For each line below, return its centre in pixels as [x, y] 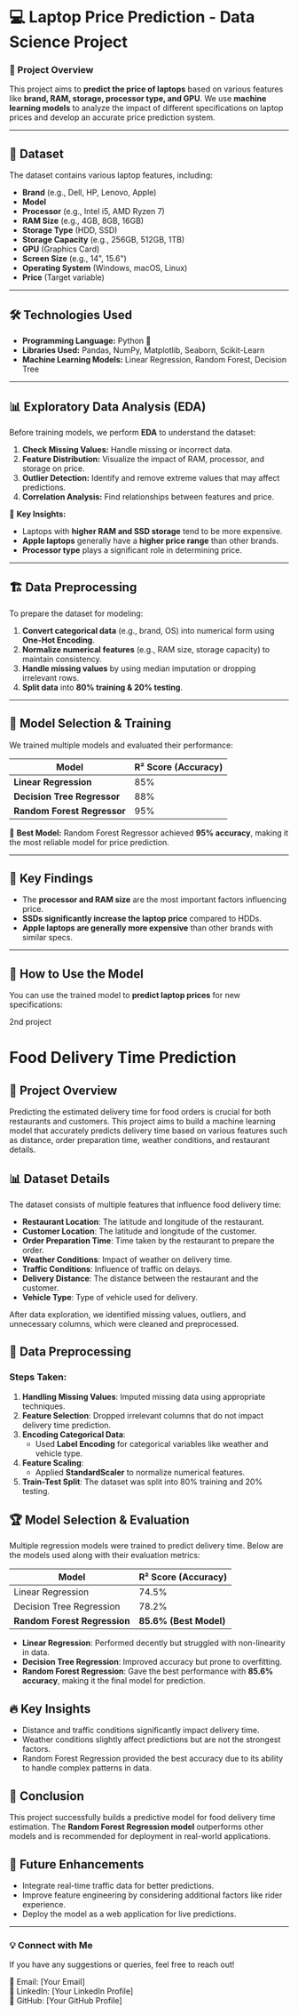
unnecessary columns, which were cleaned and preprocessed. [124, 1323]
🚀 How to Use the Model [76, 974]
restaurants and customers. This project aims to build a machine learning [143, 1122]
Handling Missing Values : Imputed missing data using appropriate [144, 1396]
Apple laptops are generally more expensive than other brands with [147, 928]
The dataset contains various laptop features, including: [111, 175]
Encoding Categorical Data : [74, 1434]
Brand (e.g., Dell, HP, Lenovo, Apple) [89, 193]
